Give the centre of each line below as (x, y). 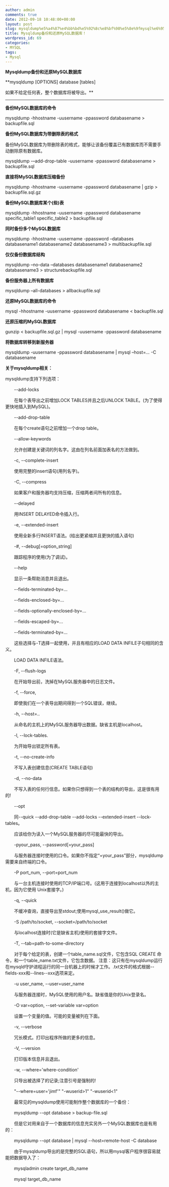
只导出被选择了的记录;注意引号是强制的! (55, 1081)
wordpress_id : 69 (23, 38)
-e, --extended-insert (36, 525)
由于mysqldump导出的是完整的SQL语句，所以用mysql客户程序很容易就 (87, 1152)
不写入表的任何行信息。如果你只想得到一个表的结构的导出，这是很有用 (87, 789)
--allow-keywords (32, 439)
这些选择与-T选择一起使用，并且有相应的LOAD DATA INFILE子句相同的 (87, 643)
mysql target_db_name (37, 1179)
